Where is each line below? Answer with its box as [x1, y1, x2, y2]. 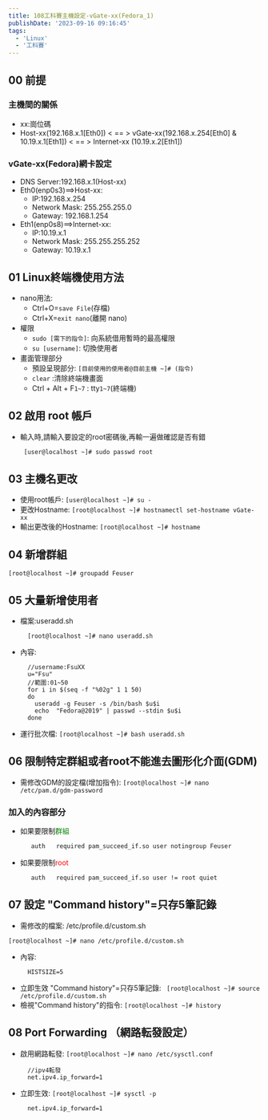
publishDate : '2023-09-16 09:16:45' [8, 19, 130, 27]
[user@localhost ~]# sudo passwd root [23, 448, 154, 456]
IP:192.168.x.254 [31, 194, 86, 204]
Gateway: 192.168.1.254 [31, 211, 110, 221]
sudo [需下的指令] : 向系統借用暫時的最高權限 [31, 333, 176, 343]
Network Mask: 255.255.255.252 [31, 237, 141, 246]
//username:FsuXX [27, 663, 86, 672]
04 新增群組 [8, 547, 68, 562]
